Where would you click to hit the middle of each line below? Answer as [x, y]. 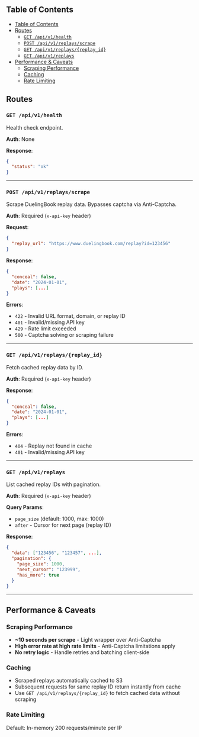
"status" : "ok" [30, 167]
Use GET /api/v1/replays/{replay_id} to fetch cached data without [97, 693]
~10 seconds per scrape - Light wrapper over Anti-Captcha [88, 640]
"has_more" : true [38, 575]
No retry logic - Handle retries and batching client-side [82, 652]
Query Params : [25, 507]
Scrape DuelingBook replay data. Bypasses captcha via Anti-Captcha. [91, 204]
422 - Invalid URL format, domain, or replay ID [70, 316]
